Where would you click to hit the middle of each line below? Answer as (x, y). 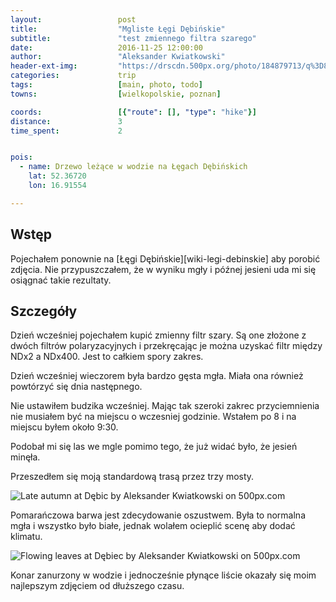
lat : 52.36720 (57, 176)
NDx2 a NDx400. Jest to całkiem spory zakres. (107, 357)
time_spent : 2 (66, 131)
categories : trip (73, 76)
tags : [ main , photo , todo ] (106, 85)
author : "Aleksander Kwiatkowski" (118, 57)
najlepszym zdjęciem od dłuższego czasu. (97, 586)
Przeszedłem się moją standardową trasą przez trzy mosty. (132, 477)
